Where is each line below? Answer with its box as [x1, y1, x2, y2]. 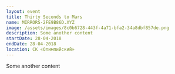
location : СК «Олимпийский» [6, 47, 75, 52]
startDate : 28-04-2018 [6, 36, 62, 41]
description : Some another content [6, 30, 93, 36]
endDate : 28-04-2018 [6, 41, 57, 47]
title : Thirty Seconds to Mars [6, 14, 83, 20]
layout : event [6, 8, 41, 15]
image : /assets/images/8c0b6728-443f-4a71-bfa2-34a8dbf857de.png [6, 24, 169, 31]
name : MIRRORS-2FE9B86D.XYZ [6, 19, 75, 25]
